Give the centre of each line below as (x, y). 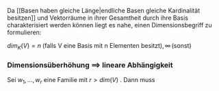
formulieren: (24, 32)
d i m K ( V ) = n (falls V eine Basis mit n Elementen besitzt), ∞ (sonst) (99, 47)
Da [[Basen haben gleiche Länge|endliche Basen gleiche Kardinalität (104, 11)
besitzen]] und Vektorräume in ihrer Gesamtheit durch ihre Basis (98, 18)
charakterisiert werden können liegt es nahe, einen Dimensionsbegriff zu (109, 25)
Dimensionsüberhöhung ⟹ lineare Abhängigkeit (90, 65)
